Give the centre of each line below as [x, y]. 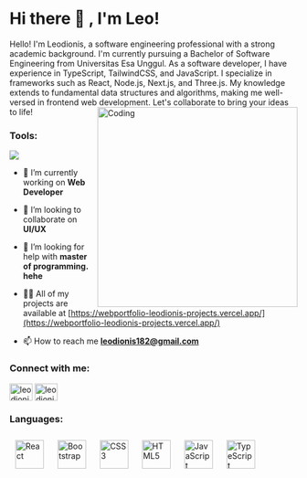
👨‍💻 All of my [46, 294]
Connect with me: [50, 368]
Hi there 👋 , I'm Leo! [85, 19]
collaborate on [50, 219]
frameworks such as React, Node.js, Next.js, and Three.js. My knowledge [148, 82]
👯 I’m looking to [52, 210]
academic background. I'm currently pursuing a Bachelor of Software [140, 53]
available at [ [47, 313]
